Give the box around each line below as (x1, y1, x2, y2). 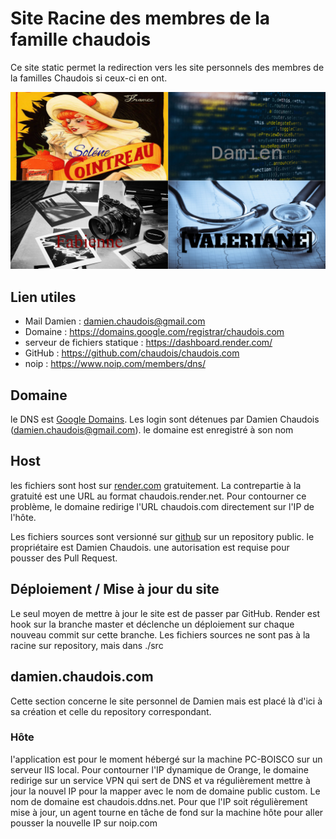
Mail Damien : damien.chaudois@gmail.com (24, 315, 206, 327)
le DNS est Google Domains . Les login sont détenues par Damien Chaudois (10, 413, 320, 426)
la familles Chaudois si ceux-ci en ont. (10, 72, 168, 84)
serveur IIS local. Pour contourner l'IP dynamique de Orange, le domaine (10, 763, 309, 776)
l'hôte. (10, 511, 37, 523)
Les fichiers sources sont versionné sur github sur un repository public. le (10, 530, 315, 542)
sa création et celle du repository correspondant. (10, 705, 212, 717)
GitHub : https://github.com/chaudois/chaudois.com (24, 347, 240, 359)
